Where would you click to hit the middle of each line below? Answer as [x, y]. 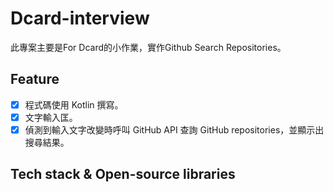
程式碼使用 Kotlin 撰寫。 [74, 104]
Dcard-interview [80, 18]
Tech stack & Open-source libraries [123, 174]
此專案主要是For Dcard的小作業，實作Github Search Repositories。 [148, 47]
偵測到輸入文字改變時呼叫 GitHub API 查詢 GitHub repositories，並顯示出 [174, 129]
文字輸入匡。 [51, 117]
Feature [35, 79]
